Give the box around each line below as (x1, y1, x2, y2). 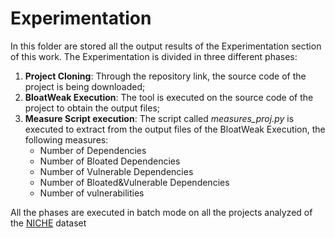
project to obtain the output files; (24, 102, 161, 114)
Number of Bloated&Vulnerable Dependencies (39, 176, 230, 188)
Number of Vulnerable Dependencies (39, 165, 194, 177)
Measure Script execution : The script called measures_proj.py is (24, 112, 295, 124)
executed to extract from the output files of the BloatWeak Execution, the (24, 123, 326, 135)
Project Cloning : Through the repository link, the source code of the (24, 70, 307, 82)
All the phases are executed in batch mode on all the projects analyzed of (10, 206, 313, 218)
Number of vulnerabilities (39, 187, 145, 199)
